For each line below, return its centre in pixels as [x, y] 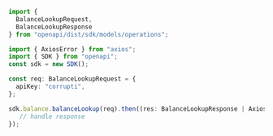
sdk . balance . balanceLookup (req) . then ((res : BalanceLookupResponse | [127, 109]
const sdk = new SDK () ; [49, 64]
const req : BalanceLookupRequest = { [72, 79]
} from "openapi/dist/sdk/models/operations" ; [89, 34]
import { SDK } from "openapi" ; [63, 57]
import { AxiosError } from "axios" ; [72, 49]
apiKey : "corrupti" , [50, 86]
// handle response [52, 116]
